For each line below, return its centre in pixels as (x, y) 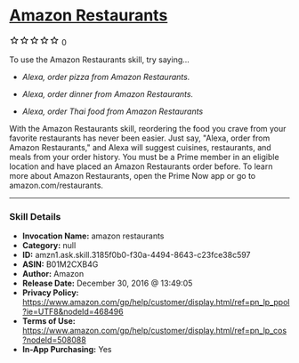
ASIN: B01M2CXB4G (60, 264)
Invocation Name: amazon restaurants (93, 236)
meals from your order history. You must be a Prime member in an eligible (144, 157)
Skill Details (35, 216)
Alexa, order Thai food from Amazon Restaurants (113, 111)
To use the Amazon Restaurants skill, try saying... (99, 60)
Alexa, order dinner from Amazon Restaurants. (108, 93)
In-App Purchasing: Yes (67, 350)
